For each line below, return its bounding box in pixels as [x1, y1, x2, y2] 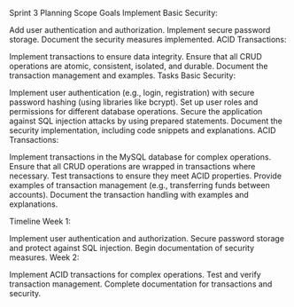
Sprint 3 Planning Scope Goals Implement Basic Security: [9, 8, 219, 18]
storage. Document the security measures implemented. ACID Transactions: [9, 35, 287, 44]
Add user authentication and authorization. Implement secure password [9, 25, 271, 35]
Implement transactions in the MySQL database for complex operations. [9, 152, 272, 162]
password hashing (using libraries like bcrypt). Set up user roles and [9, 97, 259, 107]
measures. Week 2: [9, 252, 80, 263]
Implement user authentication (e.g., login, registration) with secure [9, 88, 255, 98]
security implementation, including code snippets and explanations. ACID [9, 125, 276, 136]
